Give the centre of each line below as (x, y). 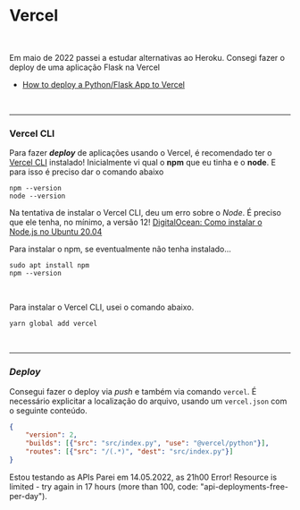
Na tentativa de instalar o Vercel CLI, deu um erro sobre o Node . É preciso (145, 213)
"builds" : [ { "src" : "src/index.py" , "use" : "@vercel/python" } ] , (147, 444)
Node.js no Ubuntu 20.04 (56, 232)
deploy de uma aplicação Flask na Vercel (85, 67)
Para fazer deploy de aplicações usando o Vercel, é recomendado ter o (141, 153)
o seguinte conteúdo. (48, 410)
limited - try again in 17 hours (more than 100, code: (104, 486)
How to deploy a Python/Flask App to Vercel (104, 84)
